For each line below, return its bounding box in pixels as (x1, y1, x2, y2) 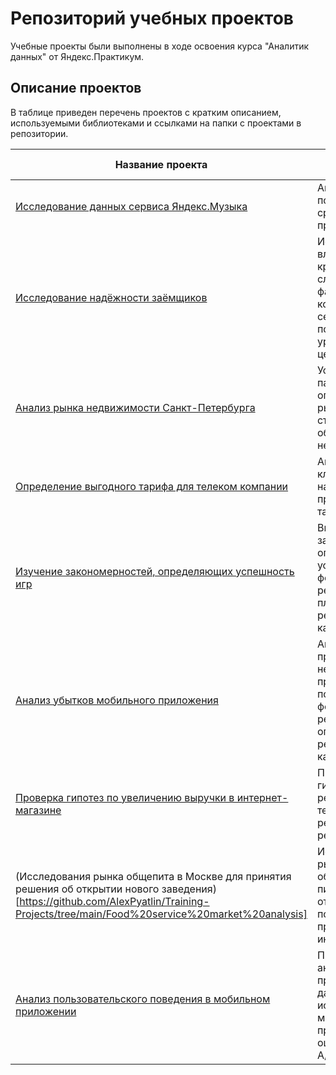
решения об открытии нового (15, 882, 160, 896)
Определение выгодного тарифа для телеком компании (15, 479, 289, 493)
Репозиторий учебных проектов (10, 7, 295, 30)
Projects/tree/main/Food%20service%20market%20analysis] (15, 907, 308, 921)
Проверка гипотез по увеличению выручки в (15, 790, 235, 804)
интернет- (236, 790, 289, 804)
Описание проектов (10, 80, 142, 97)
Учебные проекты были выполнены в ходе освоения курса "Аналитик (10, 40, 310, 52)
